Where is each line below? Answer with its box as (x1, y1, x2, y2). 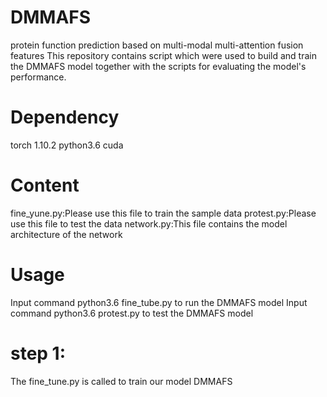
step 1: (10, 342, 67, 365)
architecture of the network (10, 228, 123, 240)
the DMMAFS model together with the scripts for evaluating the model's (10, 60, 307, 72)
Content (10, 174, 80, 197)
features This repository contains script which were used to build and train (10, 49, 317, 61)
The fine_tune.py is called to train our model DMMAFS (10, 375, 233, 387)
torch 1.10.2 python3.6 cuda (10, 139, 124, 151)
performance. (10, 71, 67, 83)
